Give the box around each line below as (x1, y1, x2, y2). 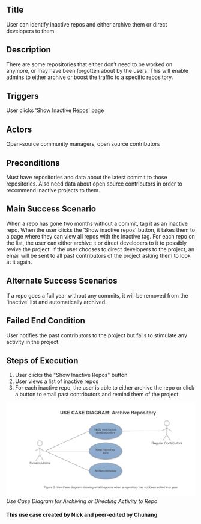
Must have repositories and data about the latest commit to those (6, 174, 167, 181)
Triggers (6, 91, 39, 101)
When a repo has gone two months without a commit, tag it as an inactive (6, 220, 188, 227)
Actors (6, 124, 32, 134)
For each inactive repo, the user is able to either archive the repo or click (14, 384, 195, 391)
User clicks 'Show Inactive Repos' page (6, 107, 104, 114)
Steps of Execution (6, 355, 79, 366)
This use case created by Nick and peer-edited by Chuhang (6, 511, 158, 519)
